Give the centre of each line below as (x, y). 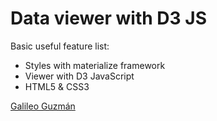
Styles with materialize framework (95, 65)
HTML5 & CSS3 (57, 86)
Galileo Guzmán (43, 106)
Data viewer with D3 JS (108, 18)
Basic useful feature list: (60, 46)
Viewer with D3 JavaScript (79, 76)
